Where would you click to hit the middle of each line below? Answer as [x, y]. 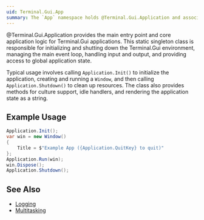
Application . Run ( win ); [35, 159]
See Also [23, 189]
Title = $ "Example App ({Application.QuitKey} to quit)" [91, 148]
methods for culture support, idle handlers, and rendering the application [97, 92]
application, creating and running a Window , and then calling [80, 79]
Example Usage [36, 117]
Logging [25, 204]
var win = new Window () [36, 137]
